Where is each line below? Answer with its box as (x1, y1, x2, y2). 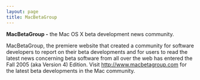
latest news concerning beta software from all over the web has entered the (6, 55, 193, 62)
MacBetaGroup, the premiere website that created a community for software (6, 42, 195, 49)
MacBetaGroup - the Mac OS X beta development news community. (6, 30, 174, 37)
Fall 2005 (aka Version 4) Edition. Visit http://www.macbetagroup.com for (6, 60, 187, 68)
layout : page (6, 8, 39, 15)
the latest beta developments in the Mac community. (6, 67, 136, 74)
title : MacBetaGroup (6, 14, 58, 20)
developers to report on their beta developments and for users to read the (6, 48, 188, 55)
